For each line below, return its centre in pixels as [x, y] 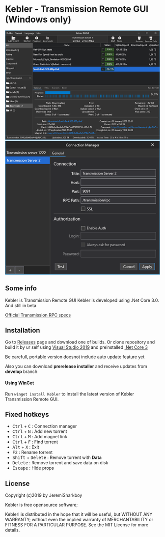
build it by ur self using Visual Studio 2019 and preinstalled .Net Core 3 [77, 347]
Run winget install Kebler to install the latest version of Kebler [69, 394]
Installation [23, 330]
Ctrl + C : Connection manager [44, 426]
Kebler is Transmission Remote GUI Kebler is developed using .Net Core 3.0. [82, 300]
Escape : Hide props [33, 468]
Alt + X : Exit [26, 447]
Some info [21, 288]
